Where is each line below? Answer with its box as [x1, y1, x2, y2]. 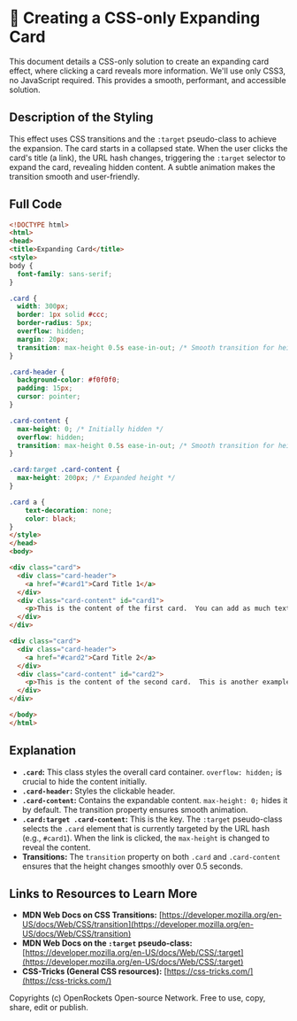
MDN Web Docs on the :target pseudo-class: [21, 938, 193, 948]
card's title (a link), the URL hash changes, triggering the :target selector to [9, 152, 286, 163]
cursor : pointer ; [17, 392, 81, 401]
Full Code [9, 197, 63, 212]
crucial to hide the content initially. [21, 776, 148, 786]
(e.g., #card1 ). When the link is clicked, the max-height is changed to [21, 832, 270, 843]
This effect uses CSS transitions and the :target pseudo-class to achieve [9, 133, 277, 144]
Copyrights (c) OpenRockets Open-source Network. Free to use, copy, [9, 993, 266, 1003]
